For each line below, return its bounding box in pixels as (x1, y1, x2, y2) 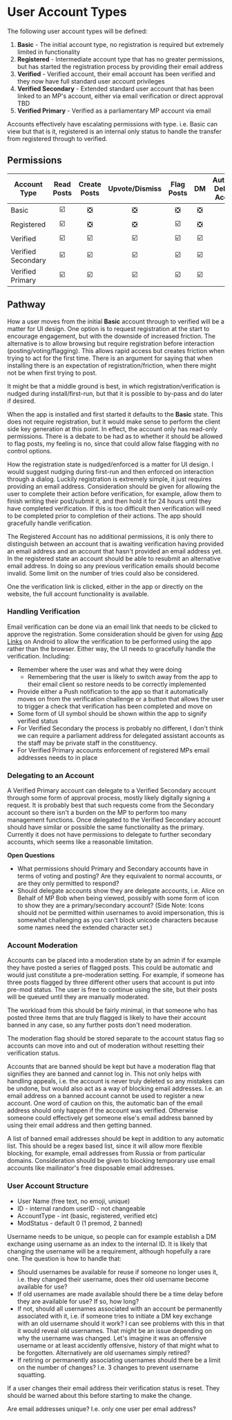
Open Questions (7, 851, 55, 860)
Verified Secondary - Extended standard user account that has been (17, 84, 214, 93)
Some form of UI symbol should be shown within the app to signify (17, 709, 207, 717)
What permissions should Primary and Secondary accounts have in (17, 864, 209, 873)
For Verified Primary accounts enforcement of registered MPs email (17, 746, 210, 754)
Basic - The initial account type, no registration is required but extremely (17, 40, 224, 48)
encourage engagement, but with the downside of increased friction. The (7, 332, 216, 340)
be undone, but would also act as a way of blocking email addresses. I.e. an (7, 1084, 223, 1092)
